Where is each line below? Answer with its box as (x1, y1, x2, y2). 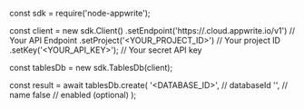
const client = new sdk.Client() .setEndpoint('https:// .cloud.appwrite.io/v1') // (9, 25, 296, 35)
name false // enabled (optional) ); (9, 90, 137, 100)
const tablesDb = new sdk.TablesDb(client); (9, 63, 173, 73)
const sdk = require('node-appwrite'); (9, 8, 152, 18)
